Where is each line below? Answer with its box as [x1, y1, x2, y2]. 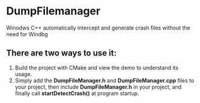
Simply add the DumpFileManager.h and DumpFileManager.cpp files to [14, 76, 195, 84]
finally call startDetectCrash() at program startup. [14, 89, 139, 97]
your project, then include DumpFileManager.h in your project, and [14, 83, 182, 90]
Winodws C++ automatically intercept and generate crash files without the [6, 24, 190, 31]
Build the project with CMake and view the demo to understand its [14, 64, 179, 71]
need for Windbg [6, 30, 48, 37]
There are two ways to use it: [6, 48, 117, 58]
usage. [14, 70, 32, 78]
